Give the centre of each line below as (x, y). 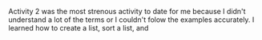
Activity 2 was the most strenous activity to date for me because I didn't (127, 11)
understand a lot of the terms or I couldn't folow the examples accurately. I (131, 20)
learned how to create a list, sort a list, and (79, 28)
